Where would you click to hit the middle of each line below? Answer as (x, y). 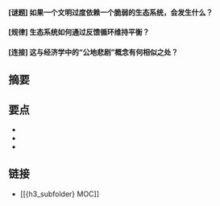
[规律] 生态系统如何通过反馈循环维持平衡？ (79, 32)
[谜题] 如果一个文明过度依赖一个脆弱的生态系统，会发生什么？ (111, 12)
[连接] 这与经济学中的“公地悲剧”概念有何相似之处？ (93, 51)
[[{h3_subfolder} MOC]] (59, 194)
